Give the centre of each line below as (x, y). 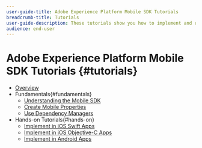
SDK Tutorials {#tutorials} (72, 71)
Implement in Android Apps (58, 139)
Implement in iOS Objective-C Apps (68, 132)
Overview (27, 88)
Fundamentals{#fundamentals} (53, 94)
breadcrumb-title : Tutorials (43, 17)
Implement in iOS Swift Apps (59, 126)
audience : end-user (31, 29)
